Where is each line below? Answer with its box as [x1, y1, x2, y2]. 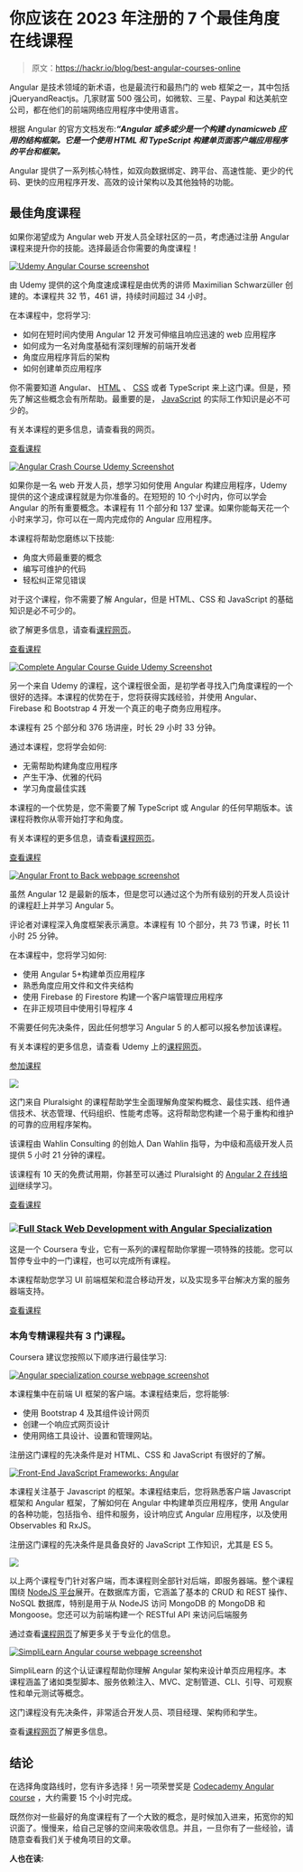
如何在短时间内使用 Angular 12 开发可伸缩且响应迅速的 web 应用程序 [22, 329, 277, 340]
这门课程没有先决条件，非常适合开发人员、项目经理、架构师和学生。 [9, 1707, 262, 1718]
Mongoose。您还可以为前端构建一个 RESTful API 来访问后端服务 [9, 1609, 248, 1620]
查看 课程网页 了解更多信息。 [9, 1727, 113, 1737]
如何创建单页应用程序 [22, 362, 102, 373]
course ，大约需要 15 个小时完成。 [9, 1792, 137, 1803]
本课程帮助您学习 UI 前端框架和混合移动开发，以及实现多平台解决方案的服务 [9, 1275, 291, 1286]
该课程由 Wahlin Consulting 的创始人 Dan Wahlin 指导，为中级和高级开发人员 [9, 1137, 294, 1148]
